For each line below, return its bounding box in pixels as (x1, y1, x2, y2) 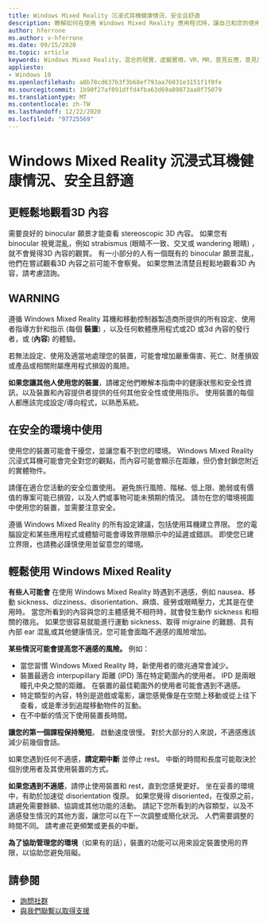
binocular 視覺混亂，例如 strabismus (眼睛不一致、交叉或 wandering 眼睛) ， (8, 238, 259, 247)
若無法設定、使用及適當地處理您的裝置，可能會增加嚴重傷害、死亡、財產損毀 (8, 351, 259, 360)
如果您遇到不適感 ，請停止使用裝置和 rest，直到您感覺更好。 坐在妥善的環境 (8, 781, 255, 791)
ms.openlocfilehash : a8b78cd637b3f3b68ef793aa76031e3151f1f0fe (8, 78, 222, 86)
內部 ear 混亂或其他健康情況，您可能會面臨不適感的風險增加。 (8, 627, 211, 637)
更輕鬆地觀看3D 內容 (8, 206, 109, 220)
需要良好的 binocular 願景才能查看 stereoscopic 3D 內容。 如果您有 (8, 228, 228, 238)
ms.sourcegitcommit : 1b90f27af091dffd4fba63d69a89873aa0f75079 (8, 85, 222, 94)
